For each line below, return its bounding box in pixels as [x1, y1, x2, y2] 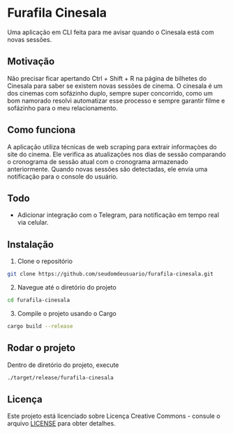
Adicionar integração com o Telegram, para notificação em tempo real [17, 211, 220, 219]
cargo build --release [7, 322, 73, 329]
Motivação [7, 56, 55, 68]
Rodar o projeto [7, 342, 75, 354]
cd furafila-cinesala [7, 297, 70, 304]
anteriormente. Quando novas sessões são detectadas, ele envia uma [7, 165, 208, 173]
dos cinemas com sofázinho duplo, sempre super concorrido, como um [7, 89, 213, 97]
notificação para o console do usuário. [7, 172, 119, 181]
